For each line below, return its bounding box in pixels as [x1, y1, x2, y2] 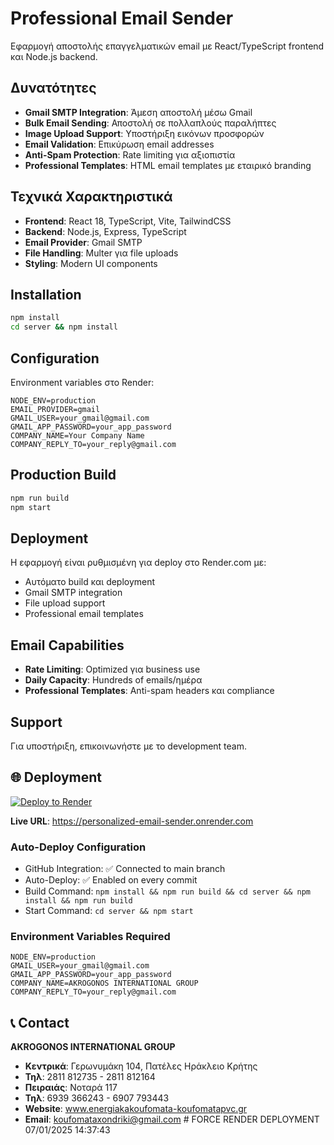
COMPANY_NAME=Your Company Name [10, 430, 145, 441]
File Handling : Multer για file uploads [24, 247, 179, 259]
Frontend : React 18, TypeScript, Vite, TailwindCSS [24, 215, 232, 227]
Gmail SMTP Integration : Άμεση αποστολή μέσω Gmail [24, 106, 253, 118]
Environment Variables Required [10, 929, 171, 943]
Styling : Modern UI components [24, 257, 158, 269]
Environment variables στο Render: [10, 376, 155, 388]
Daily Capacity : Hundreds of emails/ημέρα [24, 674, 203, 686]
